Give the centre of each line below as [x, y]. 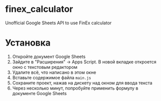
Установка [28, 43]
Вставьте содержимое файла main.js [52, 77]
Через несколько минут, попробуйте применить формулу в [75, 88]
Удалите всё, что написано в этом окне [54, 72]
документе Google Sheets [39, 93]
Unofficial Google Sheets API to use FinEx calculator [58, 23]
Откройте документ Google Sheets [49, 56]
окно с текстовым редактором [45, 67]
